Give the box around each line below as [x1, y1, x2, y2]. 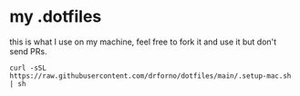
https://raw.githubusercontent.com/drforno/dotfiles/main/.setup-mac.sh [9, 71, 292, 81]
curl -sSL [9, 63, 47, 72]
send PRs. [9, 45, 47, 56]
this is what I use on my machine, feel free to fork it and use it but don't [9, 36, 277, 47]
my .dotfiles [9, 6, 102, 27]
